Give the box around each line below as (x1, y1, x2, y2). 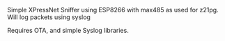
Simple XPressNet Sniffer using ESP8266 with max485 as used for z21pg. (7, 6, 219, 14)
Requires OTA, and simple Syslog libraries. (7, 27, 129, 34)
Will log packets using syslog (7, 13, 91, 21)
